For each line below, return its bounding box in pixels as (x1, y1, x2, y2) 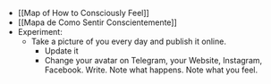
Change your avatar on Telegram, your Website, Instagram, (44, 55, 263, 65)
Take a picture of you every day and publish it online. (30, 36, 226, 46)
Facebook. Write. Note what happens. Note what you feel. (44, 64, 258, 75)
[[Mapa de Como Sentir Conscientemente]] (17, 17, 177, 28)
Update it (44, 46, 79, 56)
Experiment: (17, 27, 63, 37)
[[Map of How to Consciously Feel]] (17, 8, 149, 18)
